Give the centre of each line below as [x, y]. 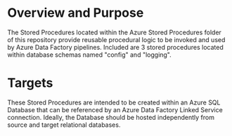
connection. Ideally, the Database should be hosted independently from [111, 117]
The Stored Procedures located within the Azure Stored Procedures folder [114, 32]
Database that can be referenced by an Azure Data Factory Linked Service [115, 109]
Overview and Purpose [76, 13]
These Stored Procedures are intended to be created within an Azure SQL [114, 102]
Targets [30, 83]
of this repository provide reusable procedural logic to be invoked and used [116, 39]
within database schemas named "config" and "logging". [90, 55]
